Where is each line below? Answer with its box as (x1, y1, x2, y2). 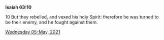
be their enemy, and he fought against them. (5, 19, 98, 25)
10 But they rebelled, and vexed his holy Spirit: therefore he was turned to (5, 14, 159, 19)
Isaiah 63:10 (5, 4, 32, 10)
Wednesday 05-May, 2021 (5, 29, 60, 34)
